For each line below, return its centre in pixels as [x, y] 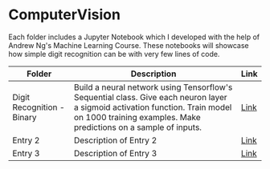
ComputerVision [64, 15]
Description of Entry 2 [115, 140]
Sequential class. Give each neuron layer [150, 97]
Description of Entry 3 [115, 153]
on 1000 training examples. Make [137, 117]
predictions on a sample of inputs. [138, 127]
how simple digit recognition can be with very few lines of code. [114, 54]
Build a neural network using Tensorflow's [153, 87]
